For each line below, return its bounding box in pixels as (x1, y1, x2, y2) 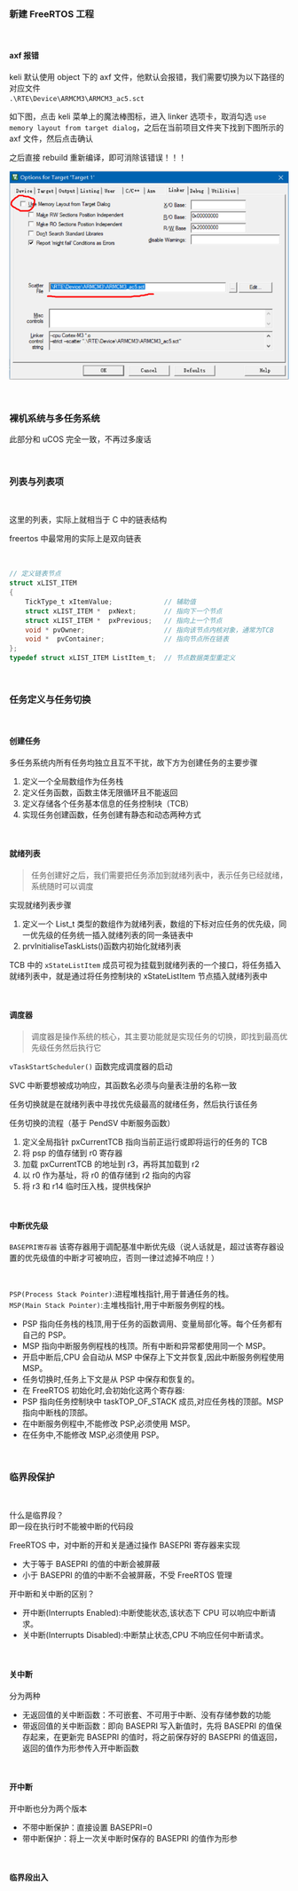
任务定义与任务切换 (9, 693, 91, 705)
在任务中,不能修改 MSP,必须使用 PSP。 (21, 1430, 164, 1440)
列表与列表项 (9, 475, 65, 487)
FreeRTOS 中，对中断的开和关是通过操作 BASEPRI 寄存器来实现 (9, 1540, 241, 1550)
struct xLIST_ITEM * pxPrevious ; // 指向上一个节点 (25, 616, 223, 625)
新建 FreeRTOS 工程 (9, 7, 95, 20)
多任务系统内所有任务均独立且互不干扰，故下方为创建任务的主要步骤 (9, 757, 258, 768)
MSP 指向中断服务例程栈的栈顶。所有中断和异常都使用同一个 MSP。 (21, 1341, 271, 1351)
